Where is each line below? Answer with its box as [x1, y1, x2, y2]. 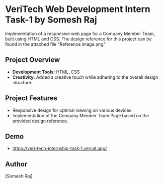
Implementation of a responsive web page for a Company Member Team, [5, 30, 155, 36]
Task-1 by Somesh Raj [5, 14, 97, 25]
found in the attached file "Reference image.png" [5, 41, 106, 47]
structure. [12, 79, 33, 85]
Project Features [5, 94, 58, 103]
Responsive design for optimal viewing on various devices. [12, 107, 133, 113]
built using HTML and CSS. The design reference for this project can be [5, 36, 152, 42]
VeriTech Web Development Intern [5, 3, 151, 15]
